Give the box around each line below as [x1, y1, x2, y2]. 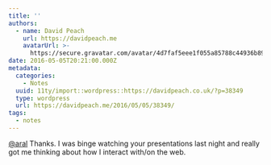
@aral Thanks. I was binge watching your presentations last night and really [8, 138, 261, 148]
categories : [15, 72, 56, 80]
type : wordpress [15, 94, 70, 102]
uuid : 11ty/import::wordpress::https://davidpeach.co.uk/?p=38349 [15, 86, 244, 95]
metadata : [8, 64, 42, 72]
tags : [8, 109, 27, 118]
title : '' [8, 11, 42, 20]
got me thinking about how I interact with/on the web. [8, 146, 186, 157]
